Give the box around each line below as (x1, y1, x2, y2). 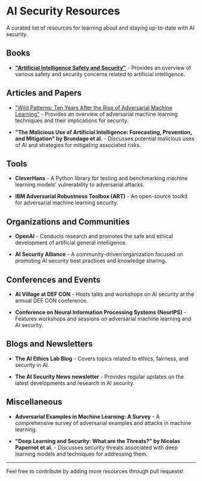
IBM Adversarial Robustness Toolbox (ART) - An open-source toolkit (14, 193, 188, 200)
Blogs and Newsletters (6, 339, 93, 349)
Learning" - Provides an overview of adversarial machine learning (14, 110, 179, 118)
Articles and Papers (6, 88, 82, 98)
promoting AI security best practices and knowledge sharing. (14, 257, 167, 265)
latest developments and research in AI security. (14, 379, 135, 386)
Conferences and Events (6, 274, 101, 285)
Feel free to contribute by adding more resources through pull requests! (6, 467, 184, 474)
